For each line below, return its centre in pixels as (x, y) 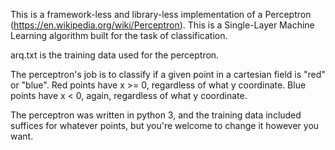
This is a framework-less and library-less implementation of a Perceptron (161, 14)
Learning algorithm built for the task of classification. (119, 35)
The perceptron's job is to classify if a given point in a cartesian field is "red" (168, 74)
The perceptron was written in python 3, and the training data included (156, 115)
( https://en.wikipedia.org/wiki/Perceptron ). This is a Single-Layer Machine (162, 25)
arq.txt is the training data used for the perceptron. (115, 55)
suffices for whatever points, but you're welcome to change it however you (165, 125)
